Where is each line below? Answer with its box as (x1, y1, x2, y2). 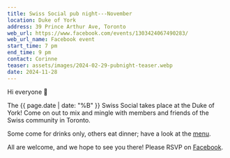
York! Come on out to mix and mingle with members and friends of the (7, 109, 209, 117)
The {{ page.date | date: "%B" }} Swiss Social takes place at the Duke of (7, 101, 215, 109)
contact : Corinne (7, 56, 58, 63)
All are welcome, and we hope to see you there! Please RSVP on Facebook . (7, 143, 224, 151)
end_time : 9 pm (7, 49, 52, 56)
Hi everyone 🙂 (7, 88, 48, 96)
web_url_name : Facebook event (7, 36, 95, 43)
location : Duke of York (7, 17, 77, 24)
